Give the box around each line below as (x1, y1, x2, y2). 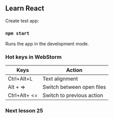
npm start (5, 30, 30, 36)
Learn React (5, 4, 45, 13)
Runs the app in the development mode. (5, 41, 89, 47)
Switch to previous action (42, 92, 103, 99)
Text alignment (42, 75, 78, 82)
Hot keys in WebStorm (5, 54, 62, 61)
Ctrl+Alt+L (8, 75, 33, 82)
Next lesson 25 (5, 107, 43, 114)
